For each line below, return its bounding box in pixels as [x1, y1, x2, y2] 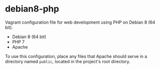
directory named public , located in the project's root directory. [5, 58, 130, 64]
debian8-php [5, 3, 59, 14]
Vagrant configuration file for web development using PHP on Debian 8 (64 [5, 19, 156, 25]
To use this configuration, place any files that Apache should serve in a [5, 53, 147, 59]
